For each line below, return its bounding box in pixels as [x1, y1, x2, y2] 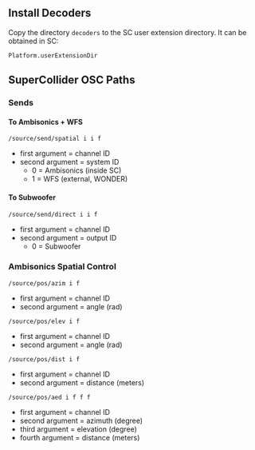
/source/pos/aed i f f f [8, 393, 91, 401]
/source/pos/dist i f [8, 355, 80, 363]
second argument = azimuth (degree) [19, 416, 143, 425]
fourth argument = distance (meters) [19, 432, 140, 442]
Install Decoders [8, 6, 92, 20]
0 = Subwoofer [31, 241, 81, 251]
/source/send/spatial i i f [8, 135, 102, 143]
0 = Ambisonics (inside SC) [31, 165, 122, 175]
